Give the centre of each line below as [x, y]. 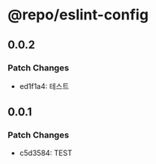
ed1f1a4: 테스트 [44, 86]
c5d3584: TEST [45, 153]
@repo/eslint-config [78, 15]
